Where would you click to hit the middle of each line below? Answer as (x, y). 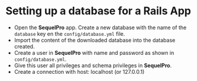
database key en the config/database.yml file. (69, 33)
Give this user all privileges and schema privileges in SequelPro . (93, 65)
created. (24, 46)
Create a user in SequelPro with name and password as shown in (94, 52)
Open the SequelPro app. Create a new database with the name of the (100, 27)
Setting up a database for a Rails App (98, 11)
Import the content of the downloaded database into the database (95, 40)
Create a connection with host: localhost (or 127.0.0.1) (79, 71)
